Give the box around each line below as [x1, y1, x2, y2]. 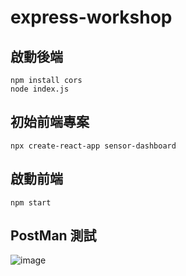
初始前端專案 [10, 114, 90, 131]
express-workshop [10, 6, 173, 29]
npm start [10, 197, 52, 208]
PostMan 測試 [10, 227, 97, 245]
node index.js [10, 84, 70, 94]
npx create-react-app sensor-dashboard [10, 141, 177, 151]
